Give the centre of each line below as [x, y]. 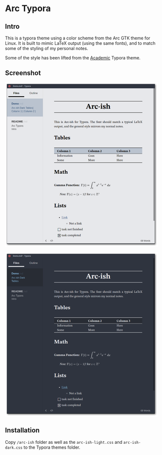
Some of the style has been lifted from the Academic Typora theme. [73, 58]
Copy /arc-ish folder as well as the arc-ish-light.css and [64, 442]
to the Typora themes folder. [52, 447]
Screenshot [23, 73]
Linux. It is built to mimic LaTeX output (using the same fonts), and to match [80, 43]
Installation [22, 430]
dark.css [14, 448]
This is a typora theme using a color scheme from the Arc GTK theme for [78, 38]
